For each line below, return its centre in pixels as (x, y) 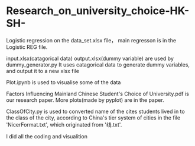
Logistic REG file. (27, 47)
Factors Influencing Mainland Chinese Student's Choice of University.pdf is (97, 94)
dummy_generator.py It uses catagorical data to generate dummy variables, (98, 64)
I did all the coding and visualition (47, 136)
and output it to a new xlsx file (43, 71)
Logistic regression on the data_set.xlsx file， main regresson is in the (91, 40)
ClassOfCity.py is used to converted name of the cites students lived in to (95, 111)
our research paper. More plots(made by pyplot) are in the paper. (85, 100)
